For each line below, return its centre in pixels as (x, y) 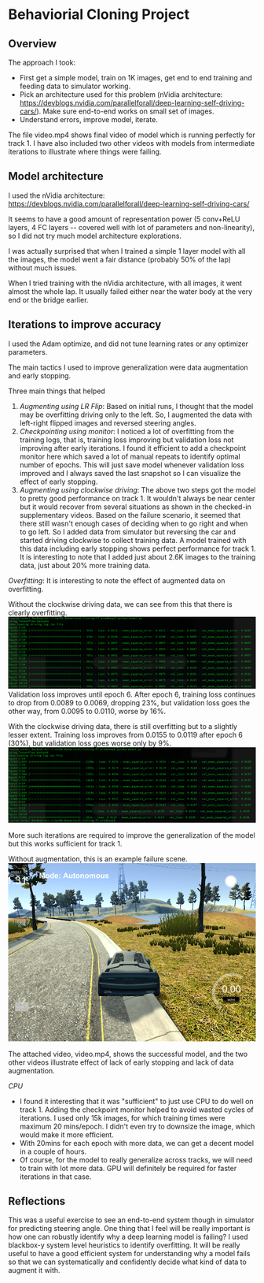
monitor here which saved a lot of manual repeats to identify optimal (130, 456)
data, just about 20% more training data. (85, 565)
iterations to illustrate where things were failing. (85, 152)
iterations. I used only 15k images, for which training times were (122, 1118)
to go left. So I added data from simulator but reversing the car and (128, 532)
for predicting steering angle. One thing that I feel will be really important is (129, 1229)
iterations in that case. (55, 1177)
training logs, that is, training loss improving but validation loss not (126, 440)
